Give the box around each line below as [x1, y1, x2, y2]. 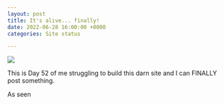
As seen [7, 90, 31, 99]
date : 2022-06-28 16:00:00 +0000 [7, 23, 106, 30]
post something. [7, 76, 55, 85]
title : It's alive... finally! [7, 17, 100, 24]
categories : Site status [7, 30, 81, 37]
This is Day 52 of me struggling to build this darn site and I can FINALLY [7, 69, 218, 78]
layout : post [7, 10, 46, 18]
